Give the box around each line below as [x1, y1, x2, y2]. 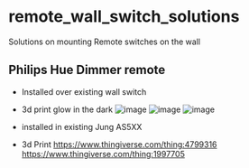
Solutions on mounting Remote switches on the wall [8, 36, 200, 47]
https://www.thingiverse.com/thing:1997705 [21, 148, 186, 159]
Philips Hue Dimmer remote [8, 62, 166, 78]
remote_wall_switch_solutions [8, 6, 240, 27]
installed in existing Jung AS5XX [21, 121, 143, 132]
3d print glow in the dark [21, 104, 114, 115]
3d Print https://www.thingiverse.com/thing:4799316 [21, 138, 217, 150]
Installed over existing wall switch [21, 86, 147, 97]
